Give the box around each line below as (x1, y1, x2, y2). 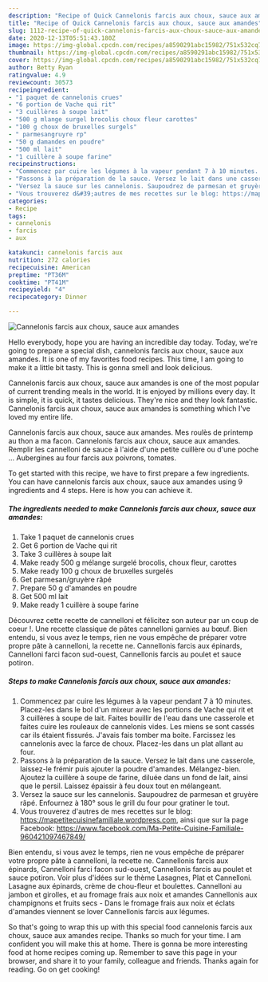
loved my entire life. (8, 412, 73, 421)
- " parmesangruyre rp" (8, 130, 88, 138)
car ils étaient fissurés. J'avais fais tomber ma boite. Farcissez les (19, 730, 236, 739)
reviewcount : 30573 (8, 78, 73, 86)
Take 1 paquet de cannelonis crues (19, 532, 135, 542)
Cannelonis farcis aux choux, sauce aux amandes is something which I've (8, 404, 251, 413)
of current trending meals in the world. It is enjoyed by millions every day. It (8, 387, 256, 396)
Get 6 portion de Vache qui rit (19, 540, 117, 550)
